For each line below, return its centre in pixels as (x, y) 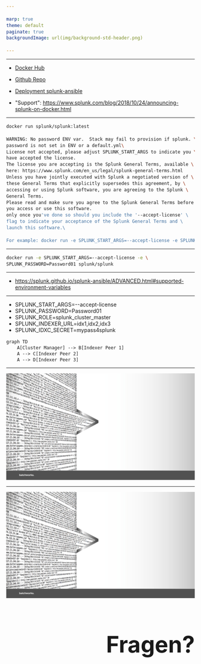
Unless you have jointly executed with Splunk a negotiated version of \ (100, 177)
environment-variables (43, 288)
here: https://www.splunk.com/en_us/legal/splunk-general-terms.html (95, 171)
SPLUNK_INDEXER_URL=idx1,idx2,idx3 (63, 324)
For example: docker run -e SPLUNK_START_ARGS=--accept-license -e (92, 240)
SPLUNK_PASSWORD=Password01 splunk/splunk (60, 264)
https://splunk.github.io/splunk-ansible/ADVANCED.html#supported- (99, 281)
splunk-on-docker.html (43, 109)
